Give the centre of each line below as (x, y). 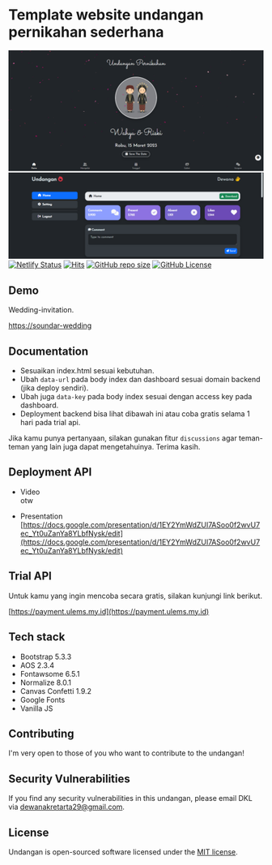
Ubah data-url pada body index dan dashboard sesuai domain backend (140, 380)
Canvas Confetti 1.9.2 (55, 691)
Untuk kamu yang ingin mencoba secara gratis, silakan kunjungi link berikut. (136, 596)
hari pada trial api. (50, 423)
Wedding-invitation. (41, 310)
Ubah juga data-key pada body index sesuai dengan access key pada (136, 397)
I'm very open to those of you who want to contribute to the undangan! (126, 753)
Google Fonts (42, 699)
